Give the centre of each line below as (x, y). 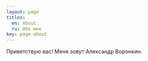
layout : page (23, 12)
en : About (24, 23)
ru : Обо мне (27, 29)
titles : (16, 18)
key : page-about (27, 34)
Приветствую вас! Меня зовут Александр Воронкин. (74, 51)
